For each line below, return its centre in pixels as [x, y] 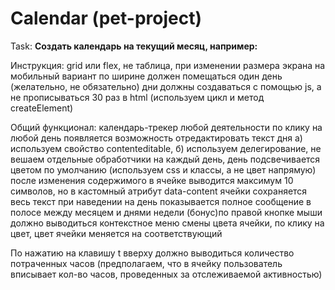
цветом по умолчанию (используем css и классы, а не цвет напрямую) [163, 169]
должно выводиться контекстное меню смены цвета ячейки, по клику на [167, 223]
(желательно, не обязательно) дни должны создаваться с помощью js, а [166, 86]
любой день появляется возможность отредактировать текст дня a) [156, 138]
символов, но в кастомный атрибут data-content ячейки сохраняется [159, 191]
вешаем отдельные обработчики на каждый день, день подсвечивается [165, 159]
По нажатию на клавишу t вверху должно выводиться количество [152, 253]
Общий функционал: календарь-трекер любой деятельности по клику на [166, 127]
